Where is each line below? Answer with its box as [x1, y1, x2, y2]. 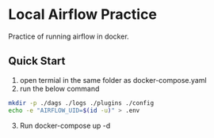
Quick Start [8, 54, 66, 68]
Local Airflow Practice [8, 6, 157, 24]
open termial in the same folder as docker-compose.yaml [19, 75, 208, 84]
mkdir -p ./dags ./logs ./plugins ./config [8, 99, 155, 107]
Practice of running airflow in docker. [8, 32, 129, 41]
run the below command [19, 84, 100, 93]
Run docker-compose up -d [19, 121, 111, 130]
